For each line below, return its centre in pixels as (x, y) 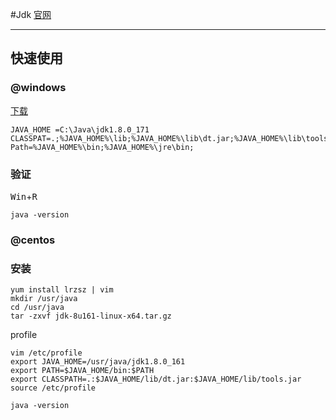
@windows (38, 88)
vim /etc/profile (46, 353)
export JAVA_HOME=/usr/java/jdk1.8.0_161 (98, 362)
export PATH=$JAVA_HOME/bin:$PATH (82, 371)
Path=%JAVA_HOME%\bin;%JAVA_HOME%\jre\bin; (102, 147)
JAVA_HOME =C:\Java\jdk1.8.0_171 (80, 129)
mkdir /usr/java (44, 299)
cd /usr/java (37, 308)
